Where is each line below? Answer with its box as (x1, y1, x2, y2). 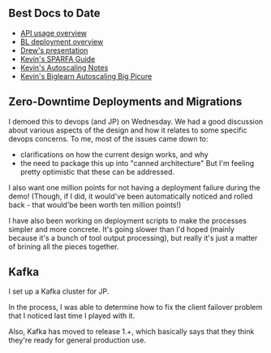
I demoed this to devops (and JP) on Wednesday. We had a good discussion (8, 116, 264, 126)
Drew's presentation (19, 45, 88, 55)
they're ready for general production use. (8, 335, 146, 345)
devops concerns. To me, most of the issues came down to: (8, 133, 209, 143)
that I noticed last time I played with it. (8, 311, 135, 320)
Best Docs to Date (8, 7, 101, 20)
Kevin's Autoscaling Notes (19, 63, 109, 72)
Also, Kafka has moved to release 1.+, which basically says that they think (8, 327, 255, 337)
